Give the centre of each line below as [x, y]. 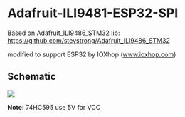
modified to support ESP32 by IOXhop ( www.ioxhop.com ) [92, 54]
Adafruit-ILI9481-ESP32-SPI [93, 13]
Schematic [32, 77]
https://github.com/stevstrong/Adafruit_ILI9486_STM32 [89, 40]
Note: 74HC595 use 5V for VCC [54, 107]
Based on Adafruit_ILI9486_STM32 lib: [64, 33]
